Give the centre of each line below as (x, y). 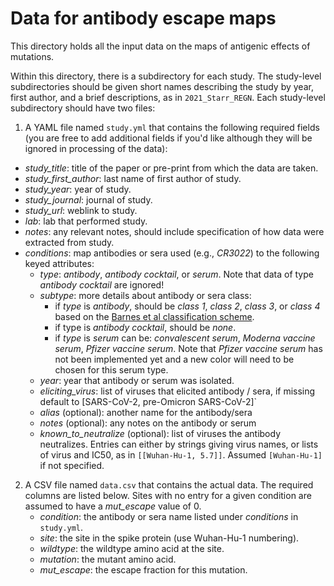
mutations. (32, 56)
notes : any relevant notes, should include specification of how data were (174, 231)
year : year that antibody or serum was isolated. (137, 380)
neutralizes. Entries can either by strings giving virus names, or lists (179, 444)
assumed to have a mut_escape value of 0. (113, 506)
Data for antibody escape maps (143, 18)
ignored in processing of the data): (96, 148)
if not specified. (72, 465)
